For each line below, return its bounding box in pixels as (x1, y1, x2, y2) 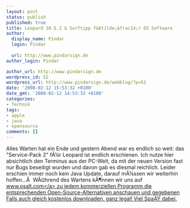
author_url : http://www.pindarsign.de (6, 68, 101, 74)
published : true (6, 19, 46, 25)
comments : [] (6, 129, 38, 135)
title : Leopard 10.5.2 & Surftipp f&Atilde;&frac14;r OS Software (6, 25, 173, 31)
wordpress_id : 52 (6, 74, 49, 80)
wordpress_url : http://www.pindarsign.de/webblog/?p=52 (6, 80, 146, 85)
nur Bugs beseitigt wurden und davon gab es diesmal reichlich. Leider (6, 164, 176, 171)
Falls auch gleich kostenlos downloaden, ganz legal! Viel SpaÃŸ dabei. (6, 195, 177, 202)
